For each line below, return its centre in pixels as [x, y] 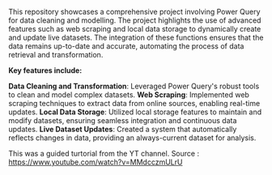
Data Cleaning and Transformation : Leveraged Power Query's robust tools [134, 86]
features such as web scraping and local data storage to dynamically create [135, 29]
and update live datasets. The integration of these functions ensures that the [136, 37]
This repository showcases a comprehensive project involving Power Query [134, 12]
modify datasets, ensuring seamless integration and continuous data [123, 120]
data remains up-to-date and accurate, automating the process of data [126, 46]
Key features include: [45, 70]
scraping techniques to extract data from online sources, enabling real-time [134, 103]
